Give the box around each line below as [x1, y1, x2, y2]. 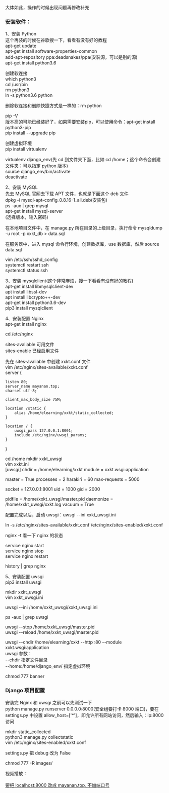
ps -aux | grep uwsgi [5, 614, 49, 620]
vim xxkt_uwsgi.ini [5, 594, 43, 600]
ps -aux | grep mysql [5, 203, 49, 209]
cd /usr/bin [5, 82, 28, 88]
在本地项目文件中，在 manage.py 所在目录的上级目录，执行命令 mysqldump [5, 225, 162, 231]
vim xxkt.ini [5, 461, 29, 467]
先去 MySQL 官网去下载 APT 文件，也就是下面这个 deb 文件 [5, 191, 129, 197]
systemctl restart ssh [5, 262, 49, 268]
